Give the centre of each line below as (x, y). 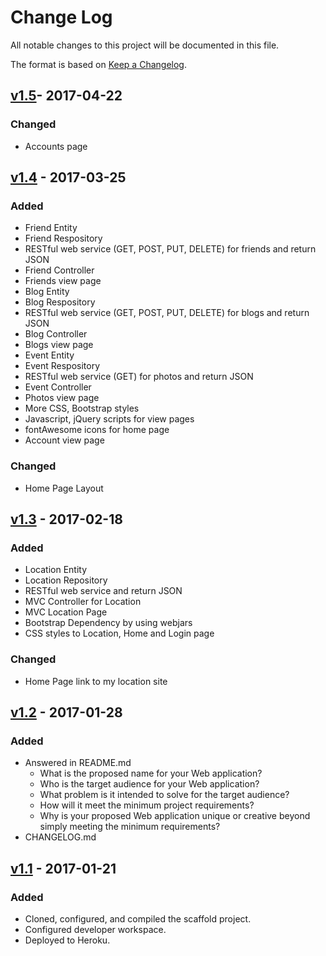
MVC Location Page (66, 612)
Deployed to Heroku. (67, 940)
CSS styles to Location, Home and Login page (119, 633)
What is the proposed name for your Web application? (151, 773)
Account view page (64, 440)
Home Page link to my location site (96, 681)
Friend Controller (59, 270)
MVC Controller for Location (83, 602)
